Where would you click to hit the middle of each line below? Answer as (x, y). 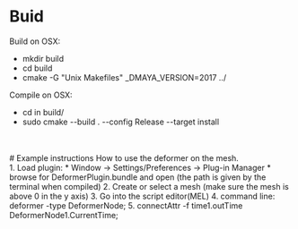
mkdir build (43, 58)
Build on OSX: (35, 41)
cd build (37, 68)
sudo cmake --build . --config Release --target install (121, 122)
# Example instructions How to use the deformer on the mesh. (124, 157)
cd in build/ (43, 112)
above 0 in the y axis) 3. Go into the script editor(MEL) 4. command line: (142, 196)
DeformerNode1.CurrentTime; (64, 215)
